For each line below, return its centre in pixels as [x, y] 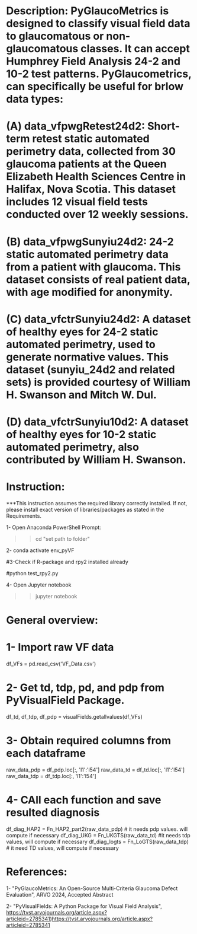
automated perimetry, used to [81, 344]
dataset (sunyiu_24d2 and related [91, 369]
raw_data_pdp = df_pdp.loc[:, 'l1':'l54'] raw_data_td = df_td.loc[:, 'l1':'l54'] [96, 770]
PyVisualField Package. [65, 700]
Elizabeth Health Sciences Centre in [96, 177]
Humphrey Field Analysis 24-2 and [93, 61]
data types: [35, 99]
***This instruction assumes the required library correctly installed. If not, [97, 503]
